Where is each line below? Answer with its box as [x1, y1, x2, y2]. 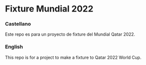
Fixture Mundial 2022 [5, 3, 94, 14]
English [5, 43, 23, 50]
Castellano [5, 21, 31, 27]
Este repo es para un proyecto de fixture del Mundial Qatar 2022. [5, 31, 135, 37]
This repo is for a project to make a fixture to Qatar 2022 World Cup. [5, 54, 142, 60]
